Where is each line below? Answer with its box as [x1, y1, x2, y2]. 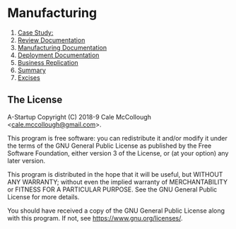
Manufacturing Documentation [17, 43, 107, 52]
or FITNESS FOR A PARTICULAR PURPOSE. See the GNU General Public [7, 185, 218, 194]
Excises [17, 73, 40, 82]
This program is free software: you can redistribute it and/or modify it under [7, 134, 228, 142]
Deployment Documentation [17, 51, 100, 59]
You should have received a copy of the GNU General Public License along [7, 206, 225, 215]
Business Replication [17, 58, 79, 66]
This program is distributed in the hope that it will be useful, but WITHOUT [7, 170, 223, 178]
